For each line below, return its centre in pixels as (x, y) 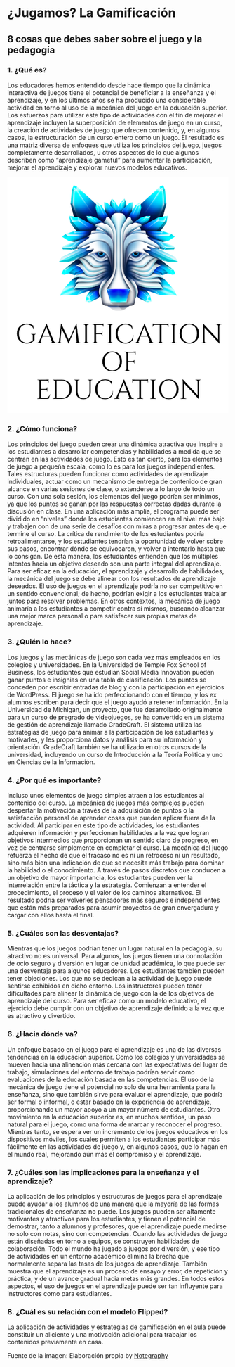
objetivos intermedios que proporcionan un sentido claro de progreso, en (113, 840)
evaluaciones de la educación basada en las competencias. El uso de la (111, 1079)
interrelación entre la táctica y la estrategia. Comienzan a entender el (107, 885)
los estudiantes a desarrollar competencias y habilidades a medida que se (114, 452)
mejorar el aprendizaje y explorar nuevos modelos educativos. (97, 167)
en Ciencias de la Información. (51, 762)
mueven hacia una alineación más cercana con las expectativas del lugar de (117, 1064)
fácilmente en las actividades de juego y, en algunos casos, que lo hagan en (117, 1146)
